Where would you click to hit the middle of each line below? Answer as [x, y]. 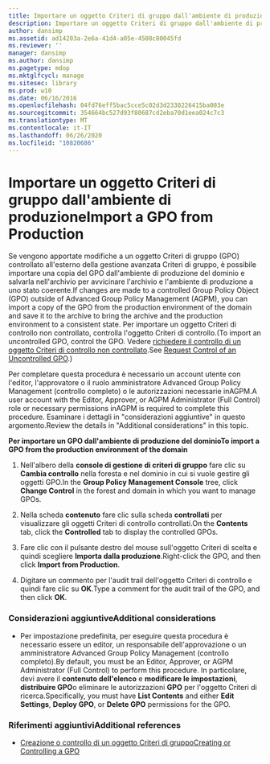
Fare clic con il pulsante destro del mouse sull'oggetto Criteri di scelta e [139, 548]
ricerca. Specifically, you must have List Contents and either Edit [127, 696]
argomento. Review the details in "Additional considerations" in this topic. [129, 425]
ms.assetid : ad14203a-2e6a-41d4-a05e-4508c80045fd [95, 38]
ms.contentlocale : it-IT [50, 128]
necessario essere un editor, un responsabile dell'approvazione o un [133, 644]
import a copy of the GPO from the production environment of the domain [130, 307]
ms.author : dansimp [41, 61]
